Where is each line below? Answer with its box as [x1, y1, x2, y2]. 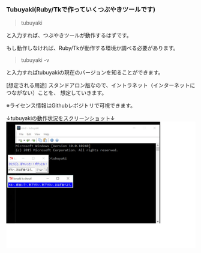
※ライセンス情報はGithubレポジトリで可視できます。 [6, 102, 136, 109]
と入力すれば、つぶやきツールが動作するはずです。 [6, 32, 132, 39]
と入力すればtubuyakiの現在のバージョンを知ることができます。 [6, 69, 164, 76]
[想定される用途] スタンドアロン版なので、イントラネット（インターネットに [6, 82, 196, 89]
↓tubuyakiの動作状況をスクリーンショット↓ [6, 115, 115, 122]
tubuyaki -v [20, 56, 50, 64]
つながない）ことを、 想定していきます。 [6, 89, 107, 97]
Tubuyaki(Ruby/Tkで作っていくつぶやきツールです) [6, 5, 156, 13]
